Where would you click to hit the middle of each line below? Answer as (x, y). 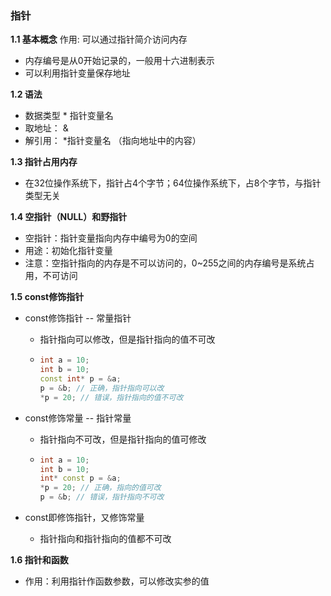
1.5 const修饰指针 (47, 297)
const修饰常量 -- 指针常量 (78, 418)
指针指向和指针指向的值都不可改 (105, 539)
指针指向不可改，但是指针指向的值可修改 (123, 439)
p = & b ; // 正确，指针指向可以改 (102, 388)
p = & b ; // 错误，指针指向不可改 (102, 497)
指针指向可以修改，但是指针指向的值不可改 (127, 339)
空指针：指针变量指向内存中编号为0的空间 (111, 238)
